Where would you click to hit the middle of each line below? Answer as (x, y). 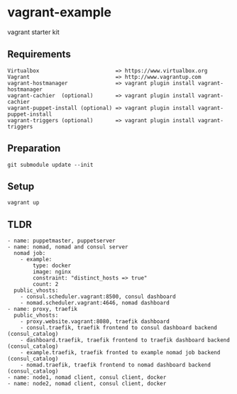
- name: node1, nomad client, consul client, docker (87, 378)
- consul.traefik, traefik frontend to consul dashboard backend (119, 328)
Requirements (39, 54)
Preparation (34, 149)
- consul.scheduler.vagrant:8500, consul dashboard (98, 297)
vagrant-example (60, 12)
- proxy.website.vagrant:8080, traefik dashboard (95, 322)
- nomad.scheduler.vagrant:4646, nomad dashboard (95, 303)
